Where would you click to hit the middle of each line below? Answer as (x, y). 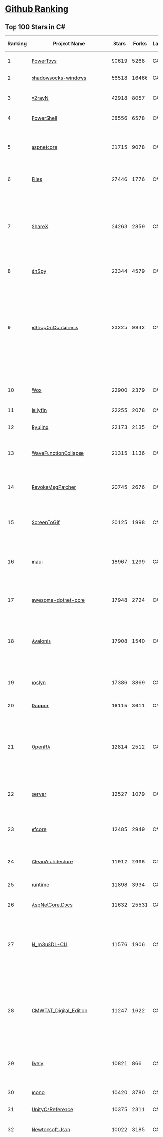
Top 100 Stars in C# (35, 27)
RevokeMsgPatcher (54, 487)
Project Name (69, 43)
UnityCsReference (52, 1110)
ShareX (40, 227)
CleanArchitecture (52, 862)
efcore (39, 829)
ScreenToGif (45, 522)
